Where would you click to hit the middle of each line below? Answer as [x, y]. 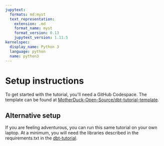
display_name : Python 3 [34, 47]
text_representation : [32, 19]
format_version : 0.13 [36, 33]
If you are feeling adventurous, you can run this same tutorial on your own [81, 128]
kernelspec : [17, 42]
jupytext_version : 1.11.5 [41, 38]
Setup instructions [44, 81]
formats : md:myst [28, 14]
